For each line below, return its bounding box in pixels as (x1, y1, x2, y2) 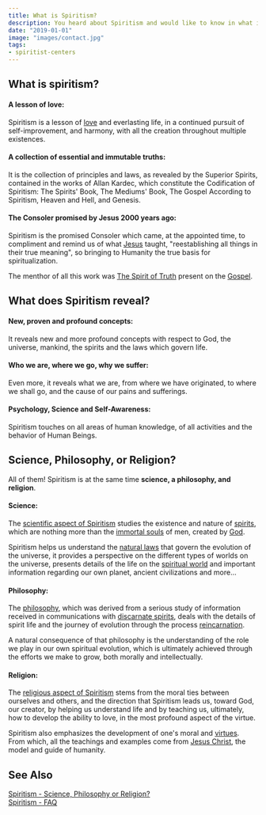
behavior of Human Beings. (8, 430, 97, 440)
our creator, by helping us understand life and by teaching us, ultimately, (8, 705, 245, 715)
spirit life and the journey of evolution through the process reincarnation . (8, 620, 245, 630)
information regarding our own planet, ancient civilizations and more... (8, 567, 237, 578)
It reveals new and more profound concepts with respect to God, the (8, 334, 231, 343)
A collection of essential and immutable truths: (8, 152, 166, 162)
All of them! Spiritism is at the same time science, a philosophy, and (8, 474, 231, 483)
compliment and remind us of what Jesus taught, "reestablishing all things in (8, 239, 258, 248)
